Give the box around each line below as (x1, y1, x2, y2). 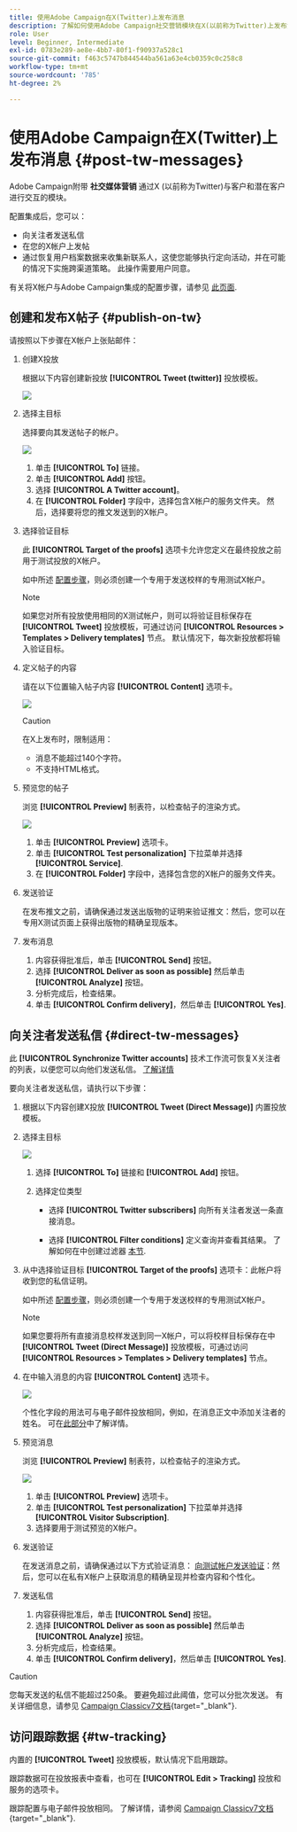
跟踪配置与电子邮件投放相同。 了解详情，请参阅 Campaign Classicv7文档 (9, 1803, 274, 1813)
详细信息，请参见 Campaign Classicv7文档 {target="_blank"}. (16, 1701, 238, 1711)
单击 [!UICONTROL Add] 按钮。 (34, 473, 151, 484)
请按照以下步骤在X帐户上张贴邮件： (9, 335, 139, 346)
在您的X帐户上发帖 (21, 240, 90, 251)
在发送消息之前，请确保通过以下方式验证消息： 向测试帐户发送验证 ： (21, 1561, 272, 1571)
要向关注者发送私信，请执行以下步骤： (9, 1083, 148, 1094)
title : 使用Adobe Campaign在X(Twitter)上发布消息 (9, 12, 186, 22)
